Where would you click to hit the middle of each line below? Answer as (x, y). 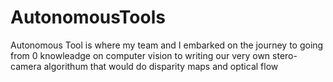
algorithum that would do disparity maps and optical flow (161, 66)
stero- (285, 55)
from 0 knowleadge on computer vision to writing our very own (140, 55)
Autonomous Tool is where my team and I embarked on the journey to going (167, 45)
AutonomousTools (88, 17)
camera (26, 66)
